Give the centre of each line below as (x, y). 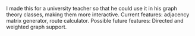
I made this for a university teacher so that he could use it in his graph (92, 8)
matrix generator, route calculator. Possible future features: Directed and (95, 21)
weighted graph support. (37, 27)
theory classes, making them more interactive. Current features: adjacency (98, 15)
